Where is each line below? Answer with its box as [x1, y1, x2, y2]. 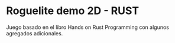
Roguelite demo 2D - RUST [6, 4, 140, 18]
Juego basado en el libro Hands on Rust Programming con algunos [6, 24, 170, 31]
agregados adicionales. [6, 29, 63, 37]
